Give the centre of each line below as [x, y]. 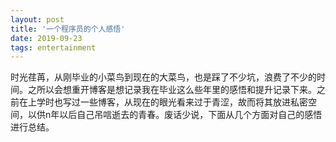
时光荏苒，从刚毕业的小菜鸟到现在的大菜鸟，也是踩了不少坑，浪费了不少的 [163, 77]
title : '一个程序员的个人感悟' [68, 29]
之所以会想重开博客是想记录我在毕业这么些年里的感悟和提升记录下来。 [172, 90]
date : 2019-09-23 [46, 38]
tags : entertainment [53, 47]
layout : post [37, 19]
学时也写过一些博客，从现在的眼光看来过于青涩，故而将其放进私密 [172, 102]
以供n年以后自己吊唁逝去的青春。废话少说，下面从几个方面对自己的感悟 [175, 115]
